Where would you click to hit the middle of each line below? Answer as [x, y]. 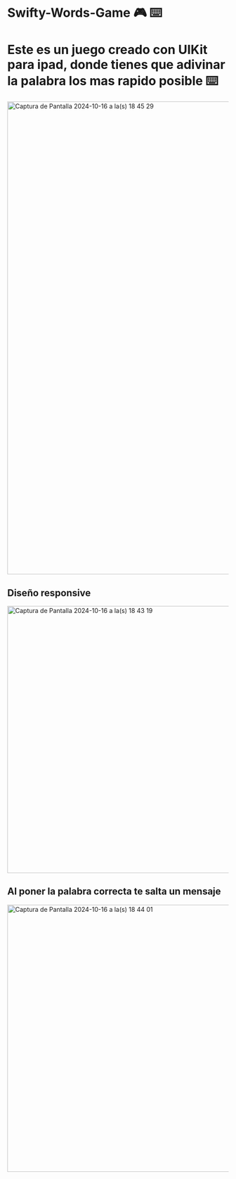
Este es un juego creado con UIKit [107, 50]
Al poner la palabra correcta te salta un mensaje [114, 892]
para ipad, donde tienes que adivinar [117, 65]
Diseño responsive [49, 593]
